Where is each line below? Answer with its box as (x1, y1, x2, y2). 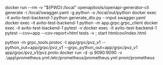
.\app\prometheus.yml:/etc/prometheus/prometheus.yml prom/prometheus (5, 55, 155, 60)
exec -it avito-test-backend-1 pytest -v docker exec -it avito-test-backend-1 (5, 25, 157, 31)
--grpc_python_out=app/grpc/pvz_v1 (64, 45, 138, 50)
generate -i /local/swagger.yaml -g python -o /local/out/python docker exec (5, 10, 157, 15)
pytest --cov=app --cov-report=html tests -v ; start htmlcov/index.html (5, 30, 147, 36)
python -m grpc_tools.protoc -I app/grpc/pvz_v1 (5, 39, 101, 45)
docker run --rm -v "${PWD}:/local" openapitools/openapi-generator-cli (5, 5, 149, 10)
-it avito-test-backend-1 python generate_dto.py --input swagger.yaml (5, 15, 146, 20)
